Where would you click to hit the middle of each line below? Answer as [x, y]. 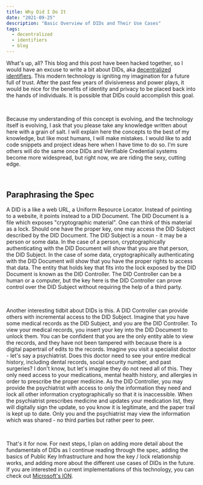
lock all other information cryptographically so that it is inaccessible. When [99, 394]
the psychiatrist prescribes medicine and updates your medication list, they [100, 401]
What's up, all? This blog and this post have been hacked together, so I [95, 63]
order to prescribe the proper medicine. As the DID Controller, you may [95, 381]
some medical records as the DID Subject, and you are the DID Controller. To [102, 323]
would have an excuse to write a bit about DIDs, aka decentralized [89, 69]
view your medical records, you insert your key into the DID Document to [97, 330]
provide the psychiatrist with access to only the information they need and [99, 388]
